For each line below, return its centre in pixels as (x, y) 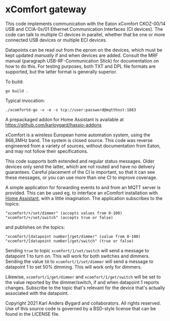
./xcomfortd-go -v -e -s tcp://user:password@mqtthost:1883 (71, 110)
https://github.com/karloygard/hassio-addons (54, 125)
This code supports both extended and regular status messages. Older (80, 161)
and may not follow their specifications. (47, 151)
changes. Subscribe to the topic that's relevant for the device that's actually (85, 288)
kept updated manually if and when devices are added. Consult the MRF (82, 55)
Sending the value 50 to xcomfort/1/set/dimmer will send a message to (79, 261)
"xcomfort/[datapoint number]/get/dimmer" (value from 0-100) (73, 236)
